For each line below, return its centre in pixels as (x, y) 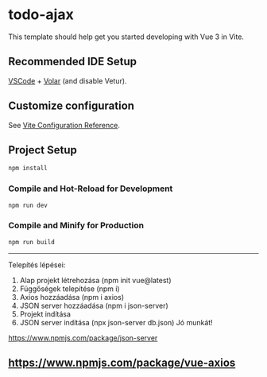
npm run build (32, 242)
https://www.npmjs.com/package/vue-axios (122, 362)
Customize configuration (72, 106)
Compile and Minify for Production (76, 226)
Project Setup (43, 150)
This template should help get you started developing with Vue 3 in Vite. (126, 37)
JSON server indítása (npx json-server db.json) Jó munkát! (116, 322)
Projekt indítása (45, 314)
